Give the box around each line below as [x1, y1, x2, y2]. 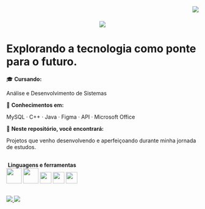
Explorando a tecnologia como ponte [6, 42, 196, 56]
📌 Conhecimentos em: [6, 101, 64, 109]
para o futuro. [6, 55, 77, 69]
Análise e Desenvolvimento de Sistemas [6, 90, 107, 97]
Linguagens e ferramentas [7, 161, 76, 169]
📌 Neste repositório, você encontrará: [6, 125, 104, 133]
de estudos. [6, 144, 37, 151]
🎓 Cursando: [6, 76, 42, 83]
